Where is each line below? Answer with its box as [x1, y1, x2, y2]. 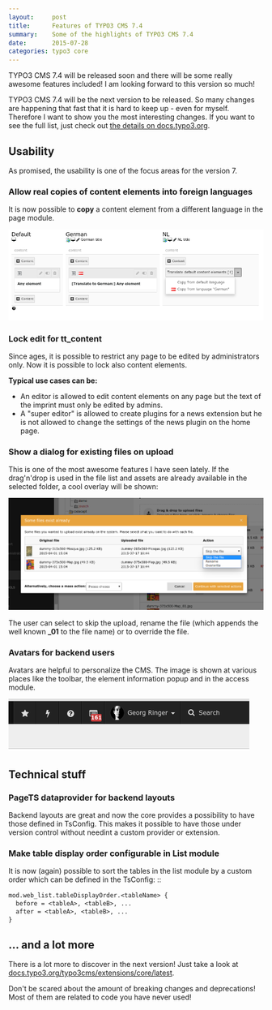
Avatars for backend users [8, 647, 115, 658]
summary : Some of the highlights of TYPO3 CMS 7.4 [8, 30, 194, 38]
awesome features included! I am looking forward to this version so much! [8, 80, 255, 89]
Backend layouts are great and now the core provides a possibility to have [8, 810, 255, 819]
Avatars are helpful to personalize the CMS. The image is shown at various [8, 665, 257, 675]
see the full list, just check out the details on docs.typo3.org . [8, 121, 210, 131]
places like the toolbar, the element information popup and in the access [8, 674, 249, 684]
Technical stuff [8, 767, 87, 781]
